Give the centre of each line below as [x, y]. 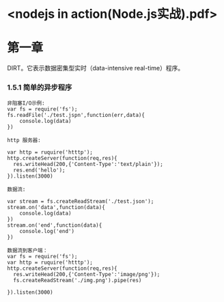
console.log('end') [47, 232]
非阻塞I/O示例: [26, 103]
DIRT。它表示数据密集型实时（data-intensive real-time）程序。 [96, 68]
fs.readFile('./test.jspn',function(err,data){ [76, 115]
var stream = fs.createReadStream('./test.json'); [81, 202]
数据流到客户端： [28, 251]
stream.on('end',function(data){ [55, 225]
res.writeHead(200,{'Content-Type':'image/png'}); [87, 275]
